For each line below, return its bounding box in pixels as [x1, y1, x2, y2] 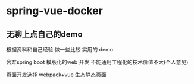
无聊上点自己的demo [6, 29, 83, 39]
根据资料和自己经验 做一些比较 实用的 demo [6, 46, 114, 53]
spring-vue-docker [6, 4, 103, 18]
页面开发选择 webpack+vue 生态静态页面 [6, 71, 107, 78]
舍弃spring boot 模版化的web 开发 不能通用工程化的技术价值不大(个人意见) [6, 59, 189, 66]
